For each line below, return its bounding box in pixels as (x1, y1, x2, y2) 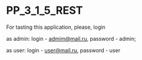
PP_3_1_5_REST (6, 4, 84, 17)
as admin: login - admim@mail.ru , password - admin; (6, 35, 136, 42)
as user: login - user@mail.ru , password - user (6, 46, 121, 54)
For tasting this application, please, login (6, 23, 106, 31)
